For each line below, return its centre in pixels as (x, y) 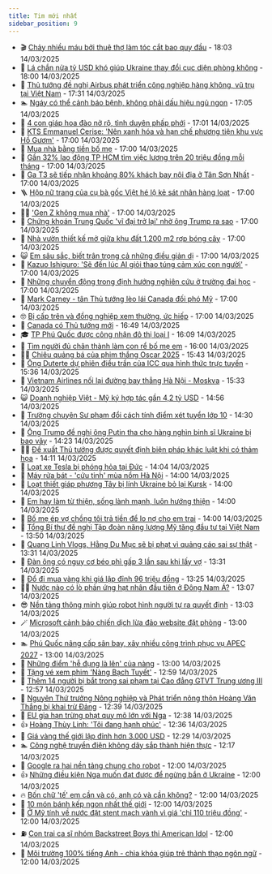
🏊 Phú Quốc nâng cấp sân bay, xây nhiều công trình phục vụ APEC (133, 643)
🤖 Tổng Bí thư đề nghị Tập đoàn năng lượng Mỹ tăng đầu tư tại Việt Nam (140, 527)
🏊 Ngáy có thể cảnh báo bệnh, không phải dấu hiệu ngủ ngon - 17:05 (136, 102)
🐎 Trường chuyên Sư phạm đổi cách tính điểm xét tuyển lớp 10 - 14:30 (136, 415)
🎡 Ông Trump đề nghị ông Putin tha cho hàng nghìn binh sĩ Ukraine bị (136, 432)
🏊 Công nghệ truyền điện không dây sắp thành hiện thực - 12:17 (127, 745)
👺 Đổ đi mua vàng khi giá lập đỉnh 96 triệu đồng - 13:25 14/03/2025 (132, 579)
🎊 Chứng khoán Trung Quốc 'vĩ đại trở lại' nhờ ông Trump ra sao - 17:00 (139, 221)
